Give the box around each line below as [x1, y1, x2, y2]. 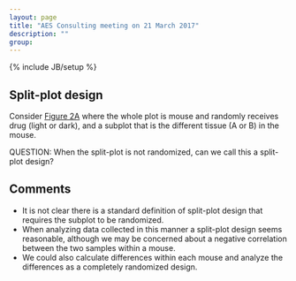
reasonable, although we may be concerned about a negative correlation [21, 233, 287, 244]
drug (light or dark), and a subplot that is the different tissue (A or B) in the [9, 120, 280, 131]
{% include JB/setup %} [9, 62, 97, 72]
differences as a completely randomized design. [21, 262, 198, 272]
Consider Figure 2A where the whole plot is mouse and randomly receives [9, 111, 279, 122]
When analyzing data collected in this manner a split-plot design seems [21, 224, 283, 234]
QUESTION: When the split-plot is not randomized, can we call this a [9, 147, 259, 157]
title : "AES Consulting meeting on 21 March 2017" [9, 21, 200, 30]
